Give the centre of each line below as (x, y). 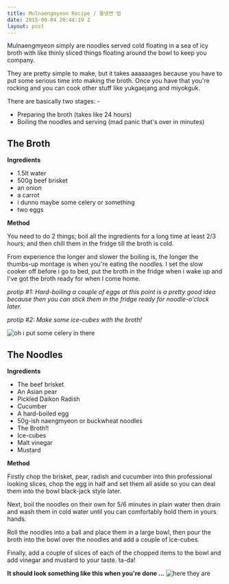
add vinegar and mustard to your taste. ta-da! (71, 560)
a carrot (28, 195)
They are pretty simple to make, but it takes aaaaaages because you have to (115, 73)
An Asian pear (37, 392)
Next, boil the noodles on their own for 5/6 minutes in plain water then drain (114, 504)
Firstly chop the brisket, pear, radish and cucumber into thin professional (110, 476)
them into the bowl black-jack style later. (64, 491)
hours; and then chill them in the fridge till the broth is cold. (91, 243)
